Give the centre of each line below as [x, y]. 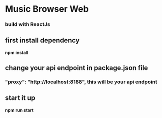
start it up [20, 98]
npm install [17, 53]
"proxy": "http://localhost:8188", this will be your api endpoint [81, 82]
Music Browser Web [47, 9]
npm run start [19, 110]
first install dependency [42, 40]
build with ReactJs [28, 24]
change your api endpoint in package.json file [77, 68]
